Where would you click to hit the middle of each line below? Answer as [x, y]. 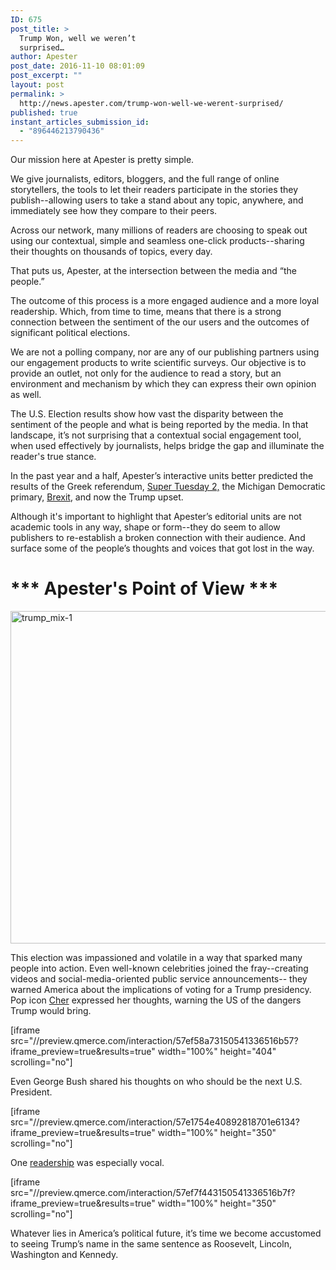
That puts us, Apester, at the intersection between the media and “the [153, 271]
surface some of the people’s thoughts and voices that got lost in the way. [162, 548]
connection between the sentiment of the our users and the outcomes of [160, 322]
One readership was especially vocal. [87, 1163]
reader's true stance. [53, 457]
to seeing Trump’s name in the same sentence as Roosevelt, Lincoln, [151, 1244]
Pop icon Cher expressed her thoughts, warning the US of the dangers [156, 1000]
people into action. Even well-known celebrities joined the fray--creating [159, 968]
